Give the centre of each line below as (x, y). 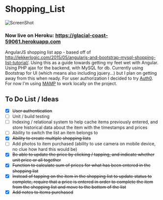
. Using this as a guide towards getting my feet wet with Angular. (93, 63)
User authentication (32, 111)
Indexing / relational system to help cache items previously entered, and (85, 122)
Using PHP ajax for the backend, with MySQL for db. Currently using (74, 68)
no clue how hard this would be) (45, 149)
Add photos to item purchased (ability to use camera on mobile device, (84, 144)
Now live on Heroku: (30, 35)
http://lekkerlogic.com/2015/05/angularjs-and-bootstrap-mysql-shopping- (81, 57)
